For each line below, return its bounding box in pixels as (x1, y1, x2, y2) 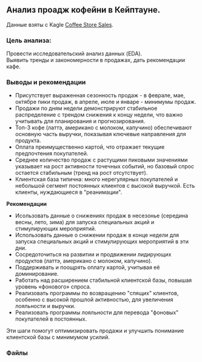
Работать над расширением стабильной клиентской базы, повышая (15, 276, 192, 284)
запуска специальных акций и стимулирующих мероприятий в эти (15, 238, 189, 245)
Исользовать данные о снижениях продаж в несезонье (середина (15, 212, 189, 219)
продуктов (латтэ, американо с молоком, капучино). (15, 258, 153, 265)
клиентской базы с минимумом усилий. (6, 333, 110, 341)
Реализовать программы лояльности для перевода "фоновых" (15, 309, 179, 316)
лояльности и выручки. (15, 302, 76, 310)
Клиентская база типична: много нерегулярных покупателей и (15, 176, 178, 183)
